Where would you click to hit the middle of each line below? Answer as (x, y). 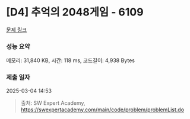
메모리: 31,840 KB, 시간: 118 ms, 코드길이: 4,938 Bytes (71, 60)
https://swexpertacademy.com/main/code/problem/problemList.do (102, 110)
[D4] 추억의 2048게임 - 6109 (75, 12)
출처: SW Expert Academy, (53, 103)
